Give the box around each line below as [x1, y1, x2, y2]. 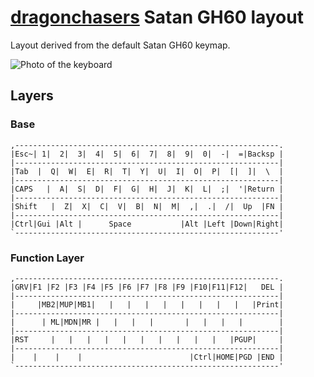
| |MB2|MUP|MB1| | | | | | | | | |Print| [10, 299, 284, 310]
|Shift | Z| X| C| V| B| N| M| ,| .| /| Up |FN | [10, 201, 284, 211]
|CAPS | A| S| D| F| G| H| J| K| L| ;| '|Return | [10, 184, 284, 194]
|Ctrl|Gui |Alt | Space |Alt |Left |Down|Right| [10, 219, 284, 229]
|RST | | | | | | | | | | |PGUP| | [10, 334, 284, 345]
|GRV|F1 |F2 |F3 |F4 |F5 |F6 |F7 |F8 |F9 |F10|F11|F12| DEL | [10, 282, 284, 292]
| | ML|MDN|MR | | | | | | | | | [10, 317, 284, 327]
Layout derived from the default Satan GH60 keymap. [10, 39, 231, 51]
